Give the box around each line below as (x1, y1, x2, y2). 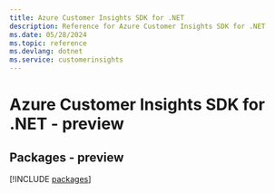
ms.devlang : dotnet (9, 47, 83, 56)
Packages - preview (9, 150, 124, 165)
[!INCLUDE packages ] (9, 174, 92, 184)
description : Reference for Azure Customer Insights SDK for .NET (9, 22, 266, 31)
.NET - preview (9, 114, 124, 134)
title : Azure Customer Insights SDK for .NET (9, 13, 184, 23)
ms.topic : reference (9, 38, 88, 48)
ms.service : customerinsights (9, 55, 124, 64)
